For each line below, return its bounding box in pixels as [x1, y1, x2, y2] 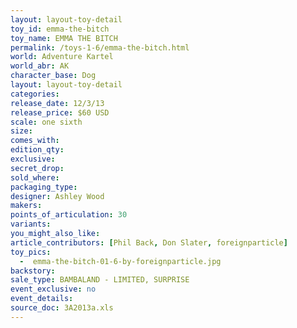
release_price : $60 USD [10, 107, 110, 118]
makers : [10, 201, 43, 211]
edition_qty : [10, 145, 65, 155]
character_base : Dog [10, 71, 97, 81]
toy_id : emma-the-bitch [10, 24, 110, 34]
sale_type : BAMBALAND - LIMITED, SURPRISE [10, 275, 190, 285]
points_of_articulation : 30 [10, 210, 128, 220]
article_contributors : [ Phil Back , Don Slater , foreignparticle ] [10, 237, 288, 248]
